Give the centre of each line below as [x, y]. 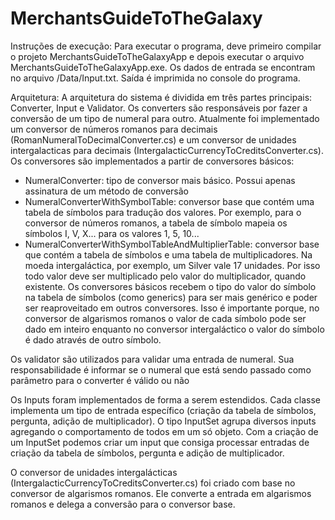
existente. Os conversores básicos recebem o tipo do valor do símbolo [170, 286]
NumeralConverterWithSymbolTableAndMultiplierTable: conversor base [172, 244]
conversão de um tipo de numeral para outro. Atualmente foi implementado [165, 118]
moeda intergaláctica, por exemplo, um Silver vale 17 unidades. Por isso [172, 265]
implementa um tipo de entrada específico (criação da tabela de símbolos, [163, 410]
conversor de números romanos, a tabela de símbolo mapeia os [156, 223]
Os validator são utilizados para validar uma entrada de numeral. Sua [152, 359]
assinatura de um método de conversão [107, 191]
